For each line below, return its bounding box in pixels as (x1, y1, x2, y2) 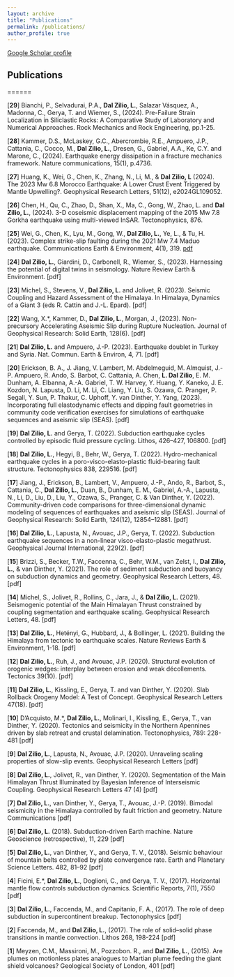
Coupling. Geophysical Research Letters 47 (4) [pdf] (7, 786, 158, 794)
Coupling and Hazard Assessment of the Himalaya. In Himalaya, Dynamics (7, 294, 221, 302)
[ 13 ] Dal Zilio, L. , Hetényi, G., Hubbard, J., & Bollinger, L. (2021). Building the (7, 629, 225, 637)
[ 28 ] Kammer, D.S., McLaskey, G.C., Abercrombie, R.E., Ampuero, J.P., (7, 137, 209, 145)
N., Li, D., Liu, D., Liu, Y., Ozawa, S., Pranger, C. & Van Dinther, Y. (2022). (7, 493, 215, 502)
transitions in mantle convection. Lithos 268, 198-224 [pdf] (7, 933, 176, 942)
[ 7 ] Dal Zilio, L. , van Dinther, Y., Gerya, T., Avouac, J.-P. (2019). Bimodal (7, 799, 213, 807)
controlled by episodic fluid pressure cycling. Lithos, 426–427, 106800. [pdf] (7, 437, 226, 445)
